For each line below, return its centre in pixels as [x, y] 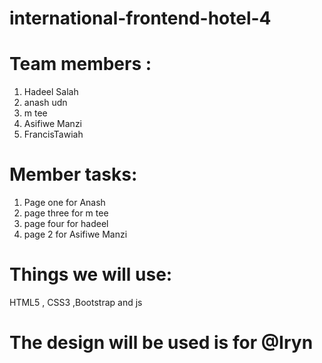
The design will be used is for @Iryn [161, 343]
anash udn [45, 103]
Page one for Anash [64, 203]
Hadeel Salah [51, 92]
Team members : [80, 64]
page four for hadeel [66, 224]
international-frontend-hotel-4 [140, 18]
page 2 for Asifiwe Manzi [75, 234]
